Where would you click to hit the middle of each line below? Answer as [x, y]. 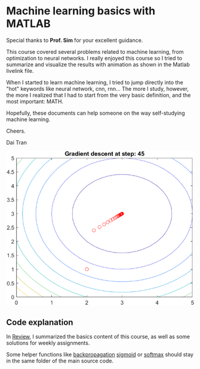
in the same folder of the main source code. [60, 361]
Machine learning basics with [81, 11]
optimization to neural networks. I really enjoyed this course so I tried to [94, 58]
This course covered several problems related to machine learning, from [95, 51]
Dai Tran [16, 142]
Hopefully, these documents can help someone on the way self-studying [96, 113]
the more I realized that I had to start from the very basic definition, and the [99, 95]
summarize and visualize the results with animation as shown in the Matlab [98, 64]
